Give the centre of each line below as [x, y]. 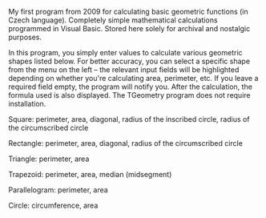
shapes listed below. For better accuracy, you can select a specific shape [129, 61]
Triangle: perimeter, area [49, 159]
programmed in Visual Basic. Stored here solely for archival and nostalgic [129, 28]
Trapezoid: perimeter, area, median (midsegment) [90, 174]
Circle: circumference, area [53, 205]
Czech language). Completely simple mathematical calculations [113, 20]
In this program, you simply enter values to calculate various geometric [125, 52]
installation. [27, 104]
